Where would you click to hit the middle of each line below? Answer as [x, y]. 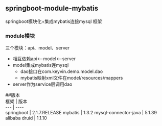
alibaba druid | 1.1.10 [26, 118]
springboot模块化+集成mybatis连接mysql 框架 [54, 21]
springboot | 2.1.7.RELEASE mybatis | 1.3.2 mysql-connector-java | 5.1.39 [81, 113]
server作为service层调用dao [42, 84]
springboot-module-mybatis [52, 8]
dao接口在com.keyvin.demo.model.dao [62, 71]
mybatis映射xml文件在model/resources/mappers [72, 78]
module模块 [20, 36]
